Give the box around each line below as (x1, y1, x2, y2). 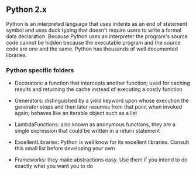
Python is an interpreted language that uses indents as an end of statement (6, 20, 188, 27)
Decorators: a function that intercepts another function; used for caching (14, 79, 190, 87)
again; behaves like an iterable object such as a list (14, 110, 137, 117)
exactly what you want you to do (14, 163, 94, 170)
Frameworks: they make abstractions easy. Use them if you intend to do (14, 156, 188, 163)
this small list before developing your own (14, 145, 115, 152)
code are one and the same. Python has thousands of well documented (6, 45, 178, 52)
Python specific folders (6, 66, 74, 74)
